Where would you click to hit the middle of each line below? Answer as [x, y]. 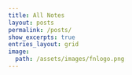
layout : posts [31, 23]
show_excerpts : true [42, 37]
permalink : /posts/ [40, 30]
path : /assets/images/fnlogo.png [70, 59]
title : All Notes [37, 15]
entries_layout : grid [44, 45]
